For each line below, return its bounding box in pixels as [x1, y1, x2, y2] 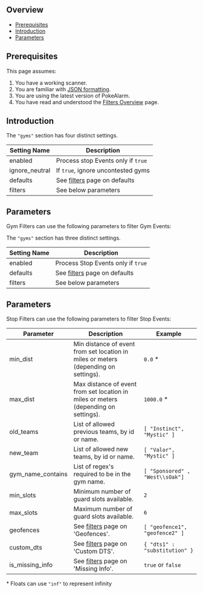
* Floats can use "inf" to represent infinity [6, 580, 112, 588]
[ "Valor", [144, 447, 175, 453]
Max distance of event [73, 380, 137, 388]
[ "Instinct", [144, 425, 184, 432]
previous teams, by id [73, 428, 135, 436]
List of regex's [73, 462, 114, 471]
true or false [144, 561, 181, 569]
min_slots [9, 491, 36, 500]
